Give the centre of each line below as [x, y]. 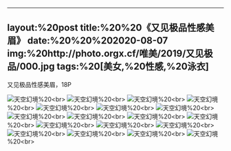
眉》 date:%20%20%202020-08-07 [88, 41]
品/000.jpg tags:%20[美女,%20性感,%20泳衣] [108, 67]
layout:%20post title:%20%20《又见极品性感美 [111, 28]
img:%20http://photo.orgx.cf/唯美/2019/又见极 [110, 53]
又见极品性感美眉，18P [40, 84]
